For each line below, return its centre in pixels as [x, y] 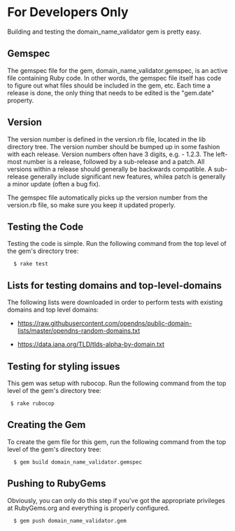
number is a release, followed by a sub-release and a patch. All [114, 161]
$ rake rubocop [32, 404]
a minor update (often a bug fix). [54, 184]
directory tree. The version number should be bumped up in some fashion [114, 146]
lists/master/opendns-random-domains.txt [79, 331]
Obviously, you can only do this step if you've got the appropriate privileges [116, 500]
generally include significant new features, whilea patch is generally [128, 177]
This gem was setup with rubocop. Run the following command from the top [117, 383]
